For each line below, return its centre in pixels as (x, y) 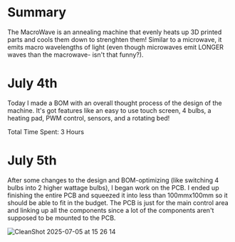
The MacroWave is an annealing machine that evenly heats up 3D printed (115, 32)
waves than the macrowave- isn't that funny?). (75, 55)
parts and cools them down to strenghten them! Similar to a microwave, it (115, 39)
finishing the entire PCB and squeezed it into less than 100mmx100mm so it (117, 195)
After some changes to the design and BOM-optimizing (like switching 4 (113, 180)
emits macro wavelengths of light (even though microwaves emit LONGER (116, 47)
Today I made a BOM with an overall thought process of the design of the (115, 103)
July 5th (32, 161)
